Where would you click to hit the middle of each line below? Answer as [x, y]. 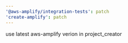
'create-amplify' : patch [36, 17]
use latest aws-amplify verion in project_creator [64, 34]
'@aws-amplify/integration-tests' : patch [57, 11]
